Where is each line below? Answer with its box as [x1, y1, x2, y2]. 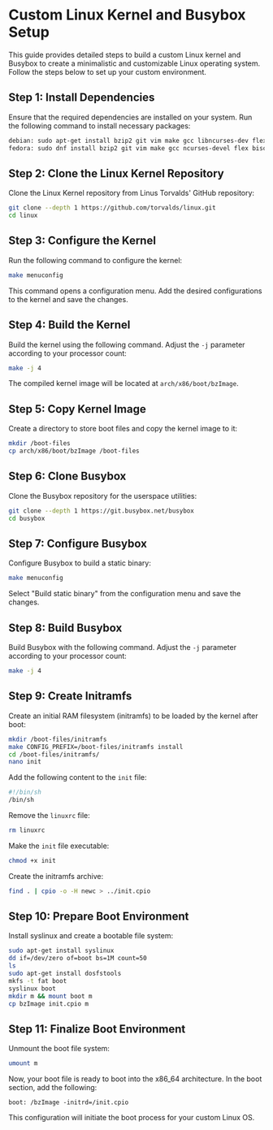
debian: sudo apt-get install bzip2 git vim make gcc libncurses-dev [8, 136, 249, 145]
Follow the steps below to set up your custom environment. [8, 67, 207, 76]
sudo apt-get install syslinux [8, 946, 115, 955]
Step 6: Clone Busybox [8, 470, 127, 483]
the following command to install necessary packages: [8, 120, 191, 131]
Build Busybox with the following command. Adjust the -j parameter [8, 643, 237, 652]
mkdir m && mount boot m [8, 992, 93, 1000]
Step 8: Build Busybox [8, 621, 123, 634]
